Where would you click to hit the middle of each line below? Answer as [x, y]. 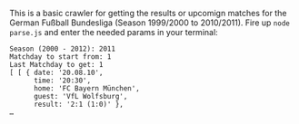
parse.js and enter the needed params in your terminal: [114, 32]
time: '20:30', [62, 81]
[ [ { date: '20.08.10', [56, 72]
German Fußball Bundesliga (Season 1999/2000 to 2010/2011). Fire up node [150, 23]
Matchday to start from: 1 [60, 57]
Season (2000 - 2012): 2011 [63, 49]
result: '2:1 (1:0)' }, [79, 104]
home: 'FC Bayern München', [87, 89]
